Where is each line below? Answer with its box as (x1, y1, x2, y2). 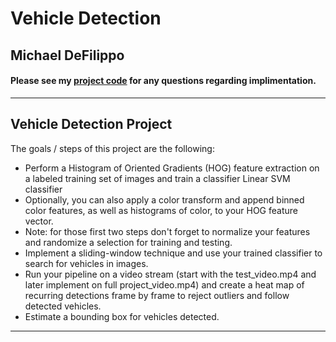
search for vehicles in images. (24, 257, 149, 269)
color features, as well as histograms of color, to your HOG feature (24, 204, 298, 216)
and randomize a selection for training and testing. (24, 236, 233, 248)
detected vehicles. (24, 300, 102, 312)
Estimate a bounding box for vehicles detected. (24, 310, 220, 322)
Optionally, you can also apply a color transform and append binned (24, 193, 305, 206)
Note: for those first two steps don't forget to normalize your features (24, 225, 311, 237)
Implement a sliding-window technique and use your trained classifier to (24, 247, 323, 259)
